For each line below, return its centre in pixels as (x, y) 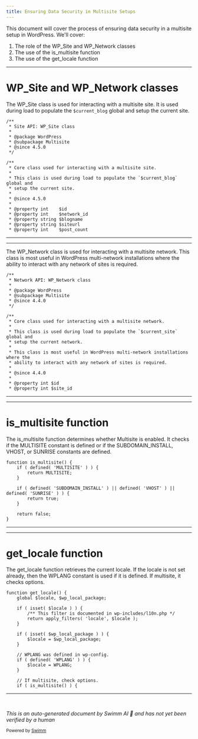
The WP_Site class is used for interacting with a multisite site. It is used (92, 104)
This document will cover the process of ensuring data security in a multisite (99, 28)
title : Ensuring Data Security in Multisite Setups (71, 11)
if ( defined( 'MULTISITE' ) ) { (58, 467)
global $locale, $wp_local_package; (62, 598)
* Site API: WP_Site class (42, 126)
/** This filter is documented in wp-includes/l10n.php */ (101, 613)
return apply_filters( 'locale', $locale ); (83, 619)
